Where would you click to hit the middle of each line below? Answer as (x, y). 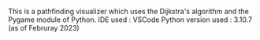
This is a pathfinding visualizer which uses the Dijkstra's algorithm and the (129, 11)
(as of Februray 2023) (44, 28)
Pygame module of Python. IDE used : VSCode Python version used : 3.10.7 (130, 20)
